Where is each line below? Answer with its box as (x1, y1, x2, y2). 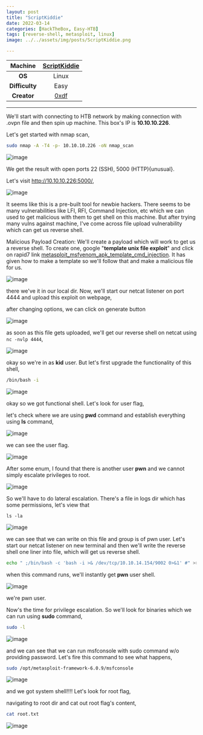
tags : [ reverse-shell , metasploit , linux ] (6, 32, 115, 38)
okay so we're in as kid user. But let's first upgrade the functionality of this (6, 359, 192, 366)
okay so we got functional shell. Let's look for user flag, (6, 399, 144, 407)
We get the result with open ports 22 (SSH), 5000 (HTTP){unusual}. (6, 165, 175, 173)
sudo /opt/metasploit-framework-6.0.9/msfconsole (6, 665, 134, 671)
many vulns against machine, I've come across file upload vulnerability (6, 219, 182, 227)
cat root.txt (6, 711, 39, 717)
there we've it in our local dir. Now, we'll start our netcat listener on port (6, 287, 184, 294)
